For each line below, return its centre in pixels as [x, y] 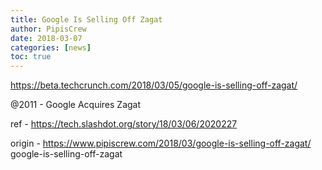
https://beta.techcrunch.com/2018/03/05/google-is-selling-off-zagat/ [154, 85]
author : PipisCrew [48, 29]
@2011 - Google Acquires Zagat [76, 105]
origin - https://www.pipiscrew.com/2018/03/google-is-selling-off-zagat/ [161, 143]
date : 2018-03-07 [46, 38]
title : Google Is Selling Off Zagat [86, 19]
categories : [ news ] [51, 47]
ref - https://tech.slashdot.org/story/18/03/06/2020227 [124, 124]
